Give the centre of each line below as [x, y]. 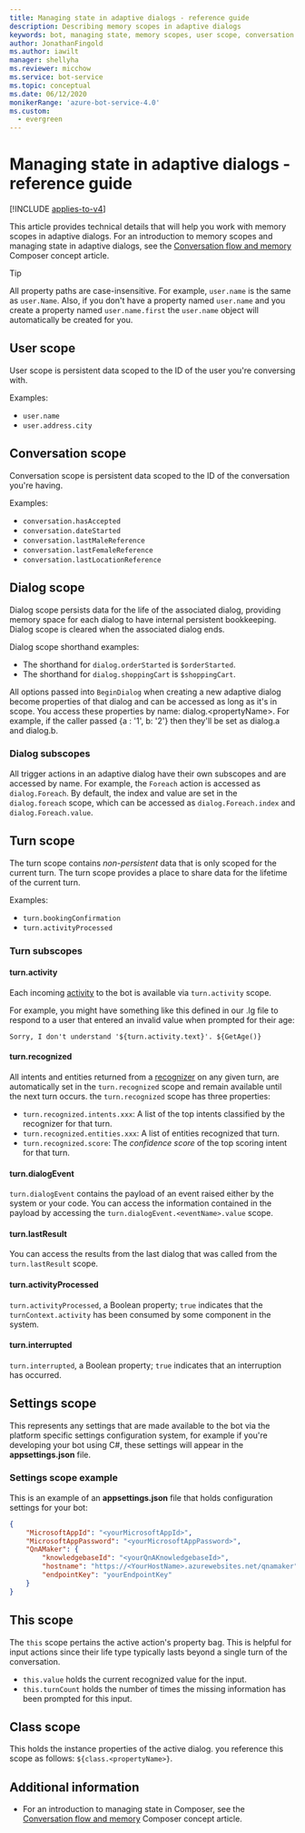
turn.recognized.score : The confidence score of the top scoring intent [155, 1142]
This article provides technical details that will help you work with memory [148, 227]
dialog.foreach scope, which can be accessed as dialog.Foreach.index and [152, 803]
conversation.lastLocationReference [92, 560]
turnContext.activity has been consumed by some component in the [140, 1314]
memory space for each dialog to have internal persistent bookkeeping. [143, 619]
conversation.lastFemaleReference [88, 550]
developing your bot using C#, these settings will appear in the [126, 1444]
